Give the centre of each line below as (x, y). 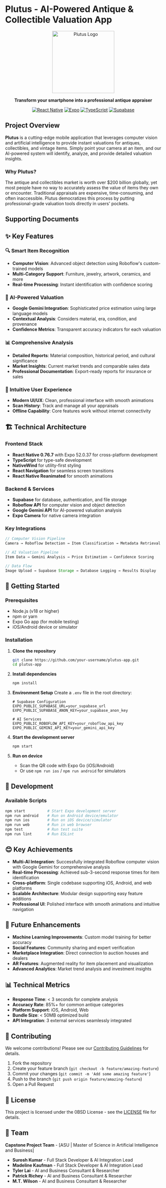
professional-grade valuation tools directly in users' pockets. (67, 204)
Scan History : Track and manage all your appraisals (65, 406)
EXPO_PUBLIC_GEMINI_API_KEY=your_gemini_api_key (63, 728)
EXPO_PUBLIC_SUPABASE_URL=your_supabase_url (59, 706)
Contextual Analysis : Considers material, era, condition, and (74, 319)
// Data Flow (19, 566)
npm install (25, 683)
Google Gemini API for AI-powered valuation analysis (67, 510)
